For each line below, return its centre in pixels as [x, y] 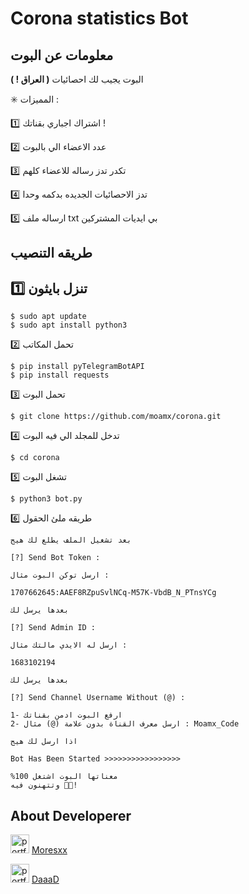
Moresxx [49, 850]
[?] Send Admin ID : [53, 628]
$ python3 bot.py [46, 499]
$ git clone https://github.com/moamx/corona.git [116, 417]
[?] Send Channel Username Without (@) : [98, 698]
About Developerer [71, 815]
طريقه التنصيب [51, 253]
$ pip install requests [60, 375]
